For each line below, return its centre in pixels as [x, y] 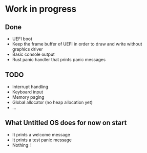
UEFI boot [22, 39]
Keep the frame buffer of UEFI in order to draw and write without [77, 44]
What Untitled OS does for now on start [66, 123]
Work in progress [41, 9]
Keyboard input [28, 92]
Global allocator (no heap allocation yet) [52, 102]
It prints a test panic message [42, 140]
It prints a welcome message [41, 134]
